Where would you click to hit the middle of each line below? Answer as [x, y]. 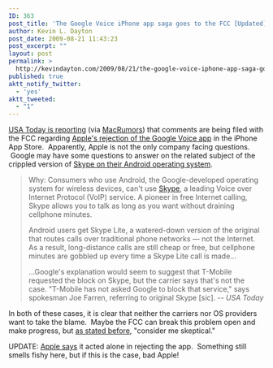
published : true [36, 76]
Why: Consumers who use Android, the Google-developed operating [143, 180]
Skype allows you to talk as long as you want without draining [131, 206]
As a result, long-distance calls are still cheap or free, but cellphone [142, 248]
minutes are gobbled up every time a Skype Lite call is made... [132, 256]
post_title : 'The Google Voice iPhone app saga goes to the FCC [119, 24]
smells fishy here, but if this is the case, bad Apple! [94, 355]
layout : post [30, 54]
